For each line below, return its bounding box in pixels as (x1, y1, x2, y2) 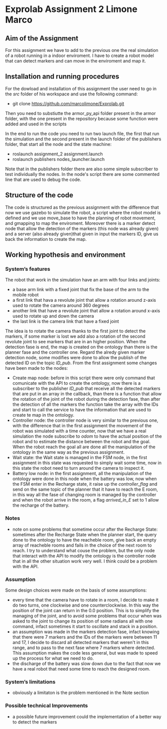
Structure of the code (5, 191, 73, 199)
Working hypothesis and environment (5, 251, 126, 259)
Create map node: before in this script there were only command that (12, 375, 155, 381)
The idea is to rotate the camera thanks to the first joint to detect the (5, 328, 146, 334)
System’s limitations (5, 678, 56, 685)
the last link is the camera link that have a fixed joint (12, 318, 119, 324)
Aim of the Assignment (5, 34, 78, 42)
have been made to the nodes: (5, 365, 68, 371)
